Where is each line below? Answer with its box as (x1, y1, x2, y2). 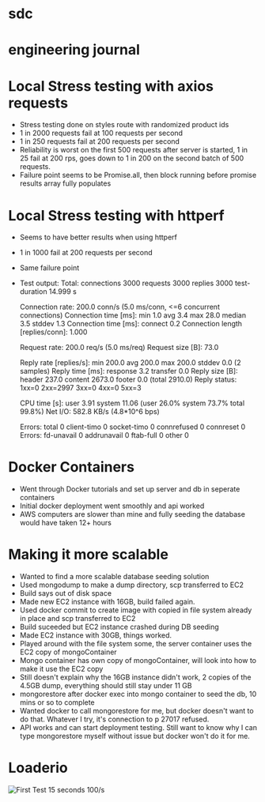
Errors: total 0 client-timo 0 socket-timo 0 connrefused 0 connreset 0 (19, 422, 246, 431)
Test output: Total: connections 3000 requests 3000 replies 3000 (19, 278, 233, 288)
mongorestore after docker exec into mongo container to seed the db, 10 (19, 689, 257, 699)
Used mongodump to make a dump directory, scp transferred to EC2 (19, 580, 244, 589)
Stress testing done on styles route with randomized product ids (19, 120, 229, 130)
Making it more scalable (8, 546, 168, 563)
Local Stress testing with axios (8, 77, 214, 95)
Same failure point (19, 263, 80, 273)
